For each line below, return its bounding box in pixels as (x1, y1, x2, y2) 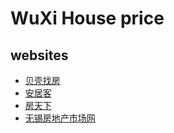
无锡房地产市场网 (24, 112, 96, 124)
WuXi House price (10, 7, 165, 30)
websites (10, 47, 69, 64)
